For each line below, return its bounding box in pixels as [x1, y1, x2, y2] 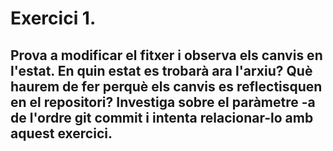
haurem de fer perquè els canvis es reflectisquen [10, 78, 323, 95]
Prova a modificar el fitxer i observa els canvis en [10, 47, 323, 64]
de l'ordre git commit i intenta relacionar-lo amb [10, 109, 314, 126]
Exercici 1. [10, 7, 97, 30]
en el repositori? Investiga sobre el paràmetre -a [10, 93, 316, 111]
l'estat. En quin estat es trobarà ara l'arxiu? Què [10, 62, 313, 79]
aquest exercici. [10, 125, 113, 142]
